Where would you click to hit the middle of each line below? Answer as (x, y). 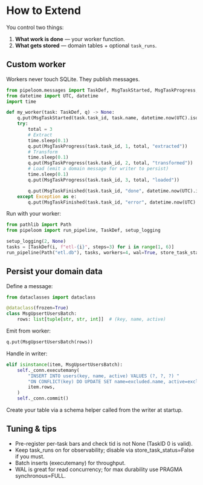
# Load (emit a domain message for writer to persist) (98, 169)
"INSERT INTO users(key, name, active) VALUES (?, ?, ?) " (104, 376)
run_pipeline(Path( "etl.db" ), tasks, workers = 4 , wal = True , (82, 252)
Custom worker (36, 64)
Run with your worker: (34, 214)
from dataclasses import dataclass (51, 297)
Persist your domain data (54, 272)
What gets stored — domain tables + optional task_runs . (86, 45)
